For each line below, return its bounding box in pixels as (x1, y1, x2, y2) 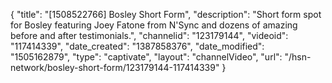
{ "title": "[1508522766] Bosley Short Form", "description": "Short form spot (10, 9, 322, 20)
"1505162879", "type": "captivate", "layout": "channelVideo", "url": (10, 51, 283, 63)
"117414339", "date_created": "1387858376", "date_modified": (10, 40, 265, 52)
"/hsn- (284, 51, 312, 63)
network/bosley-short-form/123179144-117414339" (10, 62, 220, 73)
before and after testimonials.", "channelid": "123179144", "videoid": (10, 30, 289, 41)
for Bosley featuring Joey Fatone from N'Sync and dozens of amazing (10, 19, 298, 31)
